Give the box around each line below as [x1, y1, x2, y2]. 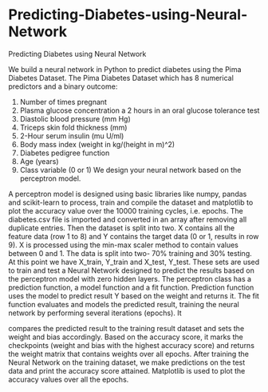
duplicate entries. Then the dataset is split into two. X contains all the [8, 222, 235, 233]
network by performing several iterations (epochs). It [8, 308, 182, 318]
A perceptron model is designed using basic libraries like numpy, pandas [8, 189, 247, 198]
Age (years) [19, 156, 59, 166]
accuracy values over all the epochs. [8, 374, 129, 384]
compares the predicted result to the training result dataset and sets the [8, 323, 245, 333]
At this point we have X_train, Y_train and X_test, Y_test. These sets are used [8, 257, 260, 266]
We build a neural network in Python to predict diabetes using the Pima [8, 64, 242, 74]
